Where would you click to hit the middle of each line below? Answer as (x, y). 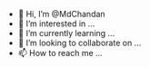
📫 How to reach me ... (60, 53)
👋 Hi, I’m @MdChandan (62, 14)
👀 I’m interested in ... (56, 24)
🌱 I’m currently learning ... (66, 33)
